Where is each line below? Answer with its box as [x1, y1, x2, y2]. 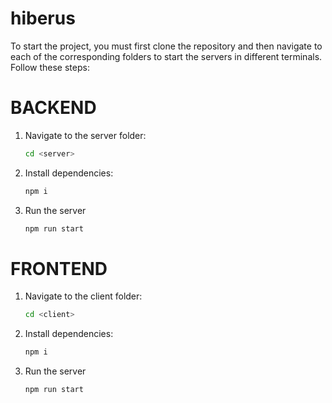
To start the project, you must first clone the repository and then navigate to [10, 40, 323, 52]
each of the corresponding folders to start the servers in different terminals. [10, 50, 323, 62]
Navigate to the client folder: [24, 290, 143, 302]
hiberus [10, 7, 76, 30]
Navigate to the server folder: [24, 129, 147, 141]
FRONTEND [10, 257, 108, 280]
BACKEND [10, 97, 97, 119]
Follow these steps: [10, 61, 90, 73]
